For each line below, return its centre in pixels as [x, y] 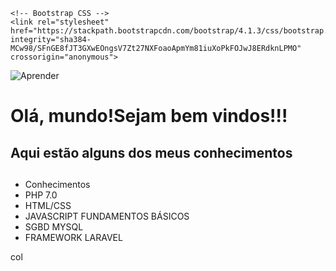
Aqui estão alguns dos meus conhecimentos [151, 152]
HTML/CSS [48, 205]
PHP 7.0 [41, 195]
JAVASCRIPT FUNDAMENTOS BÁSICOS [107, 216]
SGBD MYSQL [54, 226]
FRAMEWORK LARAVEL [73, 237]
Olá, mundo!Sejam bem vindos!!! [149, 116]
